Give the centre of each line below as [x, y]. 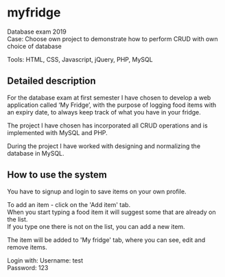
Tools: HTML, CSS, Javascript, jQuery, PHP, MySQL [80, 59]
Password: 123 [28, 267]
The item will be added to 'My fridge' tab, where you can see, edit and [106, 240]
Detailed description [51, 81]
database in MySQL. [36, 153]
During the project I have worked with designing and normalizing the [104, 146]
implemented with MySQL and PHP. [57, 132]
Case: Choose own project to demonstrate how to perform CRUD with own [113, 38]
